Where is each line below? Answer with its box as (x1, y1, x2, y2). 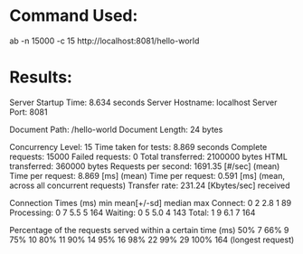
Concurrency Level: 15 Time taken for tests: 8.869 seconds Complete (9, 141, 268, 152)
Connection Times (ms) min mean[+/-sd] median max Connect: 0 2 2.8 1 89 (9, 197, 292, 208)
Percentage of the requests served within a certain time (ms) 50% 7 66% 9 (9, 224, 289, 235)
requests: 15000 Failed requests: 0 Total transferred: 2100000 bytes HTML (9, 151, 288, 162)
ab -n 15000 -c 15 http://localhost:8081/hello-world (9, 35, 200, 46)
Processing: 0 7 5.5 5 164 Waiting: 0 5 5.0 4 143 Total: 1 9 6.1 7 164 (9, 207, 256, 218)
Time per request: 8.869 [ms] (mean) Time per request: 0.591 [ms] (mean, (9, 170, 286, 181)
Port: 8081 (9, 106, 48, 118)
